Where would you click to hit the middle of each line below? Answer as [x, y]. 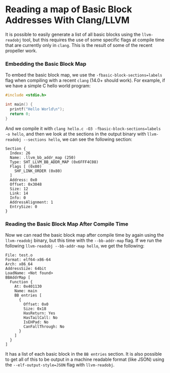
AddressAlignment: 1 [31, 202]
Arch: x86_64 [19, 264]
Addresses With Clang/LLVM [67, 20]
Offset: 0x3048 [26, 184]
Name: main [26, 291]
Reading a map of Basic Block [69, 9]
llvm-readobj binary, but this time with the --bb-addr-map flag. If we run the [84, 240]
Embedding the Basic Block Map [46, 64]
